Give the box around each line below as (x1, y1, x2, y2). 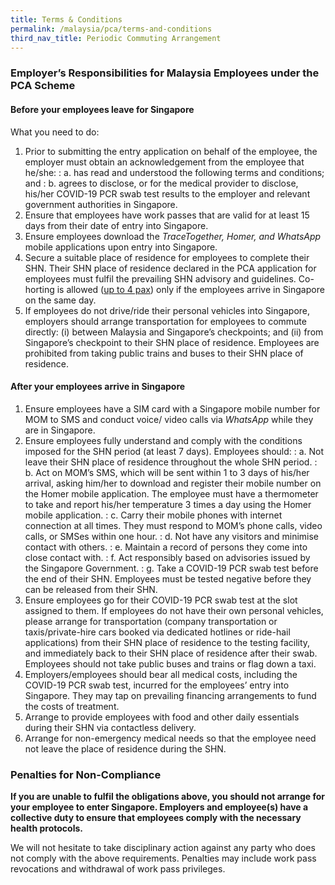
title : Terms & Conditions (10, 14, 123, 25)
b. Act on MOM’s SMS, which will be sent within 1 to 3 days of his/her (24, 466, 310, 478)
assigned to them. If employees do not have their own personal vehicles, (24, 604, 324, 616)
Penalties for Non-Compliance (10, 767, 162, 781)
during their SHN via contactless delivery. (24, 721, 197, 733)
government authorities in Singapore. (24, 198, 178, 210)
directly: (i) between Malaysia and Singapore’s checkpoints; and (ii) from (24, 326, 324, 338)
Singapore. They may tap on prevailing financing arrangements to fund (24, 689, 317, 701)
